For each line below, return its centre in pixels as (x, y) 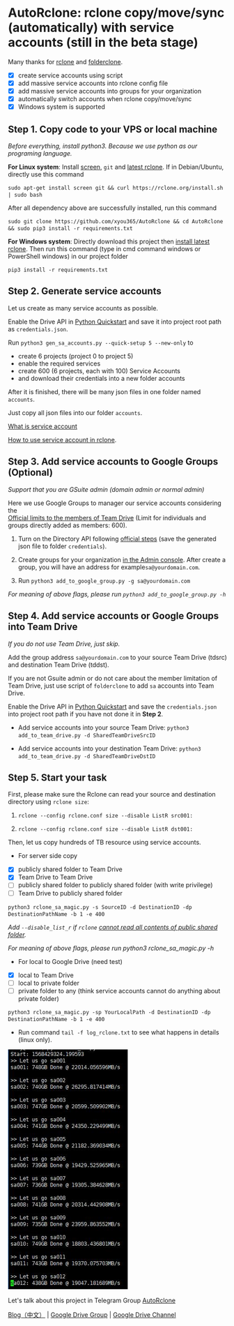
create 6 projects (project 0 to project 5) (76, 356)
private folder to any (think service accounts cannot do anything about (119, 990)
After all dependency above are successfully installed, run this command (112, 208)
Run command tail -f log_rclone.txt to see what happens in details (118, 1032)
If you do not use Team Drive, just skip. (64, 644)
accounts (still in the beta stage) (103, 43)
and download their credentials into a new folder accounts (101, 378)
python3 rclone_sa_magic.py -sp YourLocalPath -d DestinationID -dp (109, 1012)
